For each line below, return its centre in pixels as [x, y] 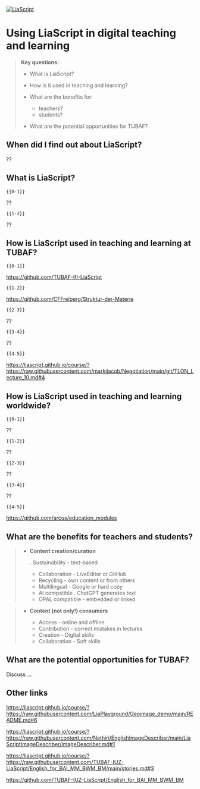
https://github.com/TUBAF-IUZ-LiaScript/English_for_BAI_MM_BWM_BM [95, 779]
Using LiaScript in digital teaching [91, 33]
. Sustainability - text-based [64, 562]
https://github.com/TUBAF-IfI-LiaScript [54, 277]
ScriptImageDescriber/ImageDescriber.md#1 [61, 744]
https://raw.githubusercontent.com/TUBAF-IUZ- [65, 762]
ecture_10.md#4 [26, 378]
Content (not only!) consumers [69, 611]
